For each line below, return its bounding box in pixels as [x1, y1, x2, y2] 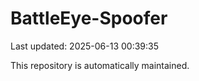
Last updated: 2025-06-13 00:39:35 [10, 40, 160, 52]
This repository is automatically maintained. [10, 59, 190, 71]
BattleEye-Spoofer [10, 7, 168, 30]
